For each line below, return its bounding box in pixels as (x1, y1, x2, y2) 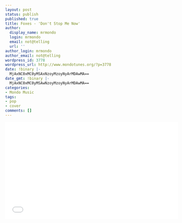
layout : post (5, 7, 32, 12)
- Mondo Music (5, 90, 35, 95)
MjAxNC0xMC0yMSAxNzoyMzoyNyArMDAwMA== (9, 72, 90, 76)
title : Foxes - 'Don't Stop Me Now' (5, 21, 80, 26)
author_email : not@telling (5, 53, 61, 58)
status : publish (5, 12, 38, 17)
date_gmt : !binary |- (5, 76, 50, 81)
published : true (5, 16, 38, 21)
